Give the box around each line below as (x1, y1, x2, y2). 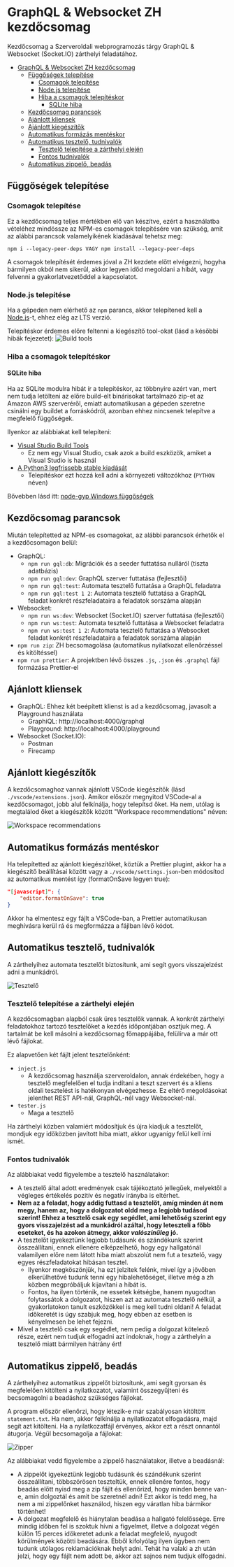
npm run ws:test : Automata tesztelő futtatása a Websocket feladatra (27, 618, 225, 627)
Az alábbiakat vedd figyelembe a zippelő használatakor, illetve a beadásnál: (7, 1457, 225, 1465)
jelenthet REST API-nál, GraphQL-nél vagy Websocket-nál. (27, 1094, 197, 1102)
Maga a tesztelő (27, 1109, 75, 1117)
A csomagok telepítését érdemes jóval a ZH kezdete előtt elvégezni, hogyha (7, 257, 226, 266)
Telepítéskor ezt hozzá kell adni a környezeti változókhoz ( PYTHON (27, 471, 215, 480)
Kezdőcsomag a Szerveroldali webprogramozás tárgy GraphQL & (7, 42, 195, 50)
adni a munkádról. (7, 968, 59, 976)
